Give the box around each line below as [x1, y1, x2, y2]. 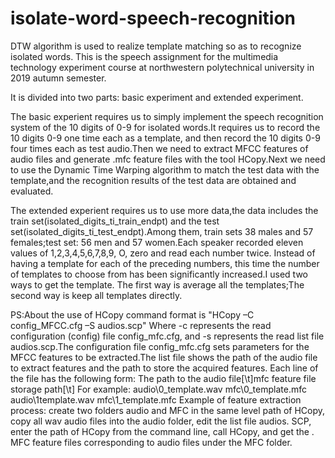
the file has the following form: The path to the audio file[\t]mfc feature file [10, 372, 317, 384]
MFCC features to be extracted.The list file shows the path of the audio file [10, 351, 318, 363]
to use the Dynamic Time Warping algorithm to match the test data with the [10, 163, 320, 176]
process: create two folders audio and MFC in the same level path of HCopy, [10, 404, 326, 416]
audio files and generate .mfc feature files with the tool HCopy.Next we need [10, 153, 326, 165]
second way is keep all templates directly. [10, 289, 183, 301]
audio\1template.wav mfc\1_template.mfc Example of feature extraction [10, 393, 302, 406]
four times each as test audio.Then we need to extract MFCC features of [10, 142, 309, 154]
